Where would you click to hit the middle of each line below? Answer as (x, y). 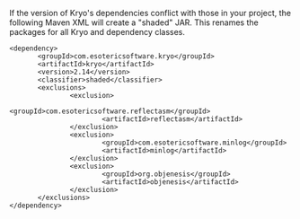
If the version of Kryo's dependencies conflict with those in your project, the (150, 13)
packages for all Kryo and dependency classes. (97, 32)
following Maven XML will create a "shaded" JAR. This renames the (134, 22)
